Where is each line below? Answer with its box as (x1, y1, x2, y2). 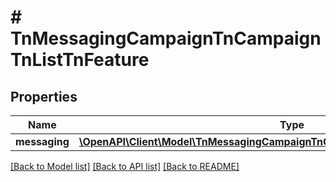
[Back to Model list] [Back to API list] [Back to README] (10, 161, 240, 172)
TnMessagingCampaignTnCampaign (10, 27, 322, 50)
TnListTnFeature (10, 49, 150, 71)
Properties (10, 88, 78, 105)
